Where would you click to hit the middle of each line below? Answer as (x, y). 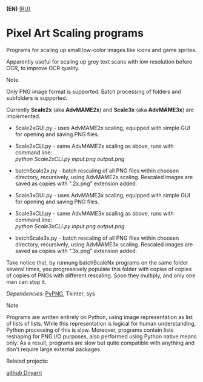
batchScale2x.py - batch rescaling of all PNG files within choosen (97, 170)
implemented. (23, 116)
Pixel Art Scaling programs (75, 33)
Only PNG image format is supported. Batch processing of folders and (94, 91)
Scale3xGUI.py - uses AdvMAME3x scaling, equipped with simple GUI (103, 195)
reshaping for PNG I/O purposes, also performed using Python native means (101, 336)
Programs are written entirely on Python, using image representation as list (100, 317)
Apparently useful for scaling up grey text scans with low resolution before (99, 61)
